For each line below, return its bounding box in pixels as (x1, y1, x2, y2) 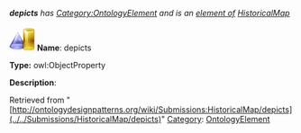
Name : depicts (36, 42, 92, 53)
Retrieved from (9, 94, 65, 105)
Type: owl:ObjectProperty (9, 60, 106, 70)
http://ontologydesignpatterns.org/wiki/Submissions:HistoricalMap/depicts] (12, 104, 293, 115)
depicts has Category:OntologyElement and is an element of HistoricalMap (9, 8, 290, 18)
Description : (9, 77, 57, 88)
